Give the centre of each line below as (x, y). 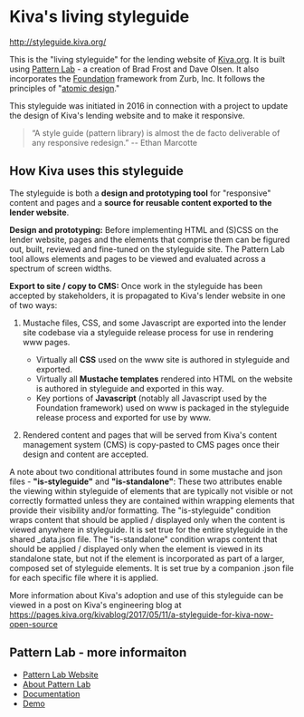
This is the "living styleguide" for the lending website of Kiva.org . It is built (147, 59)
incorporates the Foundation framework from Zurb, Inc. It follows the (137, 78)
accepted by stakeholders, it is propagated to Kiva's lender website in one (147, 296)
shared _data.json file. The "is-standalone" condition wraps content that (143, 539)
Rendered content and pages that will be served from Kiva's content (150, 435)
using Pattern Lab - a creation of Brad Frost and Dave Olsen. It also (134, 69)
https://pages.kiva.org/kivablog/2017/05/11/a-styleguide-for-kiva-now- (142, 615)
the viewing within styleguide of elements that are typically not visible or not (152, 490)
